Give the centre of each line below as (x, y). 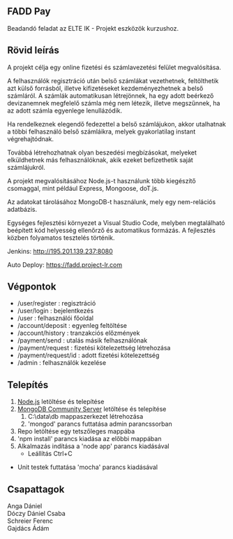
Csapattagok (36, 489)
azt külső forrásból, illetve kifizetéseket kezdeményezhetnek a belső (105, 88)
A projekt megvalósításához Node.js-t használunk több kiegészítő (102, 180)
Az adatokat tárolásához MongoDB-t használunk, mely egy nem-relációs (112, 201)
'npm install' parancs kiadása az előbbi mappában (89, 439)
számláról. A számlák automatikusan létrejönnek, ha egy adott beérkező (111, 95)
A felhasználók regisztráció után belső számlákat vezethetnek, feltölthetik (113, 80)
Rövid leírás (33, 51)
